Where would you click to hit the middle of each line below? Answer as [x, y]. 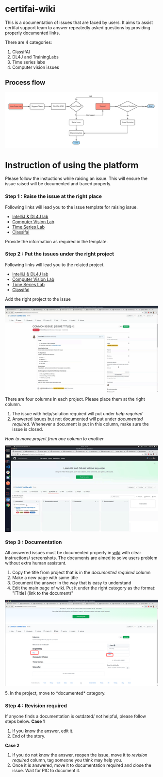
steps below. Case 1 [25, 721]
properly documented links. [33, 33]
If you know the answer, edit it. [43, 731]
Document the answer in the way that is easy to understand [72, 583]
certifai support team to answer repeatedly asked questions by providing [78, 27]
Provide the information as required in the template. [57, 241]
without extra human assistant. [36, 563]
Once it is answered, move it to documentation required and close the [82, 765]
